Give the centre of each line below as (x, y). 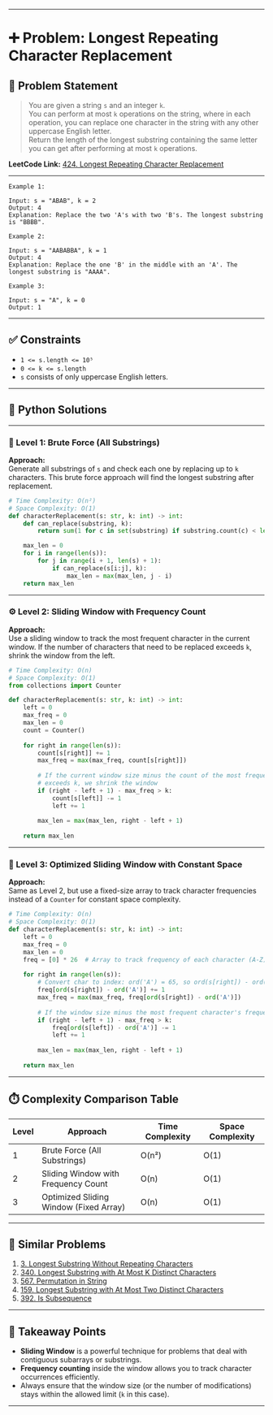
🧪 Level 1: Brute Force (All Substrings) (84, 442)
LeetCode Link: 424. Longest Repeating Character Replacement (116, 164)
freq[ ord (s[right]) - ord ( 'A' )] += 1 (101, 990)
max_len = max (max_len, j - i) (119, 576)
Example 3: (27, 286)
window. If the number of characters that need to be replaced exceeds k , (130, 647)
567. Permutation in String (63, 1281)
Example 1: (27, 187)
